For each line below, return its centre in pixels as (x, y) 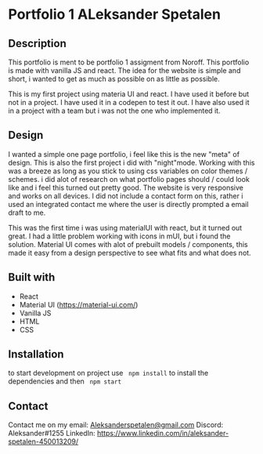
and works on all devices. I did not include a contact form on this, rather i (126, 196)
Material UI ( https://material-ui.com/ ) (79, 304)
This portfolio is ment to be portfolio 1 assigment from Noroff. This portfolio (129, 62)
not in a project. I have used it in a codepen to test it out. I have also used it (129, 102)
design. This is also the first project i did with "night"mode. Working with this (131, 162)
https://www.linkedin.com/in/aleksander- (163, 434)
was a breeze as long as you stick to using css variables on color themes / (128, 171)
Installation (36, 354)
